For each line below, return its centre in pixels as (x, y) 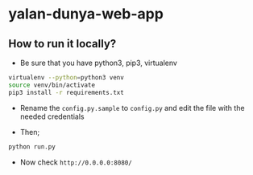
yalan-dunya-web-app (86, 14)
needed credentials (52, 116)
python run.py (32, 147)
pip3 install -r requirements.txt (66, 92)
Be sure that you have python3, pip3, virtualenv (98, 63)
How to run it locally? (62, 44)
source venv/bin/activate (52, 85)
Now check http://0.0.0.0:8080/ (76, 162)
